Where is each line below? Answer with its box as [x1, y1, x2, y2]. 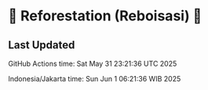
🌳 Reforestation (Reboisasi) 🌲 [8, 7, 203, 25]
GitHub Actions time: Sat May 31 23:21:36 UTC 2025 [8, 59, 177, 68]
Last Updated [8, 38, 75, 52]
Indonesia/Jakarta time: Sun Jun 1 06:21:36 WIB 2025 [8, 74, 181, 83]
